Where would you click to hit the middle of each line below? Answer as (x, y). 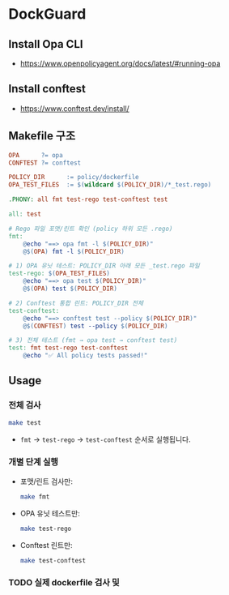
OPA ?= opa (36, 155)
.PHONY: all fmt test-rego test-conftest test (88, 199)
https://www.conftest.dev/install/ (74, 108)
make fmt (35, 497)
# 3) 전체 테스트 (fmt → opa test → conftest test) (93, 340)
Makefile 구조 (42, 136)
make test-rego (46, 529)
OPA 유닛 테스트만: (50, 513)
